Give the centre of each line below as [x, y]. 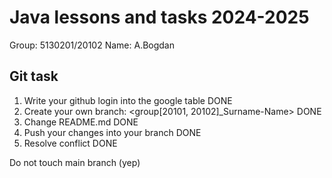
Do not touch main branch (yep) [75, 162]
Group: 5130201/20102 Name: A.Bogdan [92, 45]
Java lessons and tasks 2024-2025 [159, 17]
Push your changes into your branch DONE [112, 132]
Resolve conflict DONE [70, 143]
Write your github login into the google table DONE [128, 100]
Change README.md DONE [81, 122]
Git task [34, 76]
